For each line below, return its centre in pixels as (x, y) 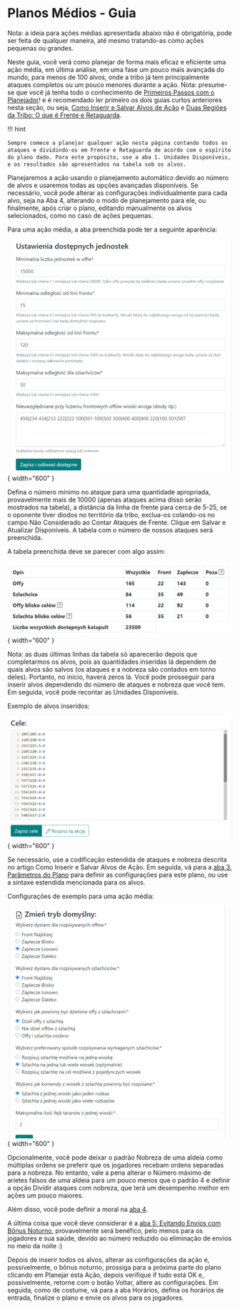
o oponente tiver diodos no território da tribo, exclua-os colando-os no (111, 515)
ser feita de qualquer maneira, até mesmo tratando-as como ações (106, 40)
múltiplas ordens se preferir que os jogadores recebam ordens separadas (116, 1165)
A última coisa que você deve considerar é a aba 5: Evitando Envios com (114, 1223)
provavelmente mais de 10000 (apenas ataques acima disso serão (105, 500)
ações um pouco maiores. (46, 1195)
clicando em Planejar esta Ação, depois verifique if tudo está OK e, (106, 1275)
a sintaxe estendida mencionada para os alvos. (76, 882)
